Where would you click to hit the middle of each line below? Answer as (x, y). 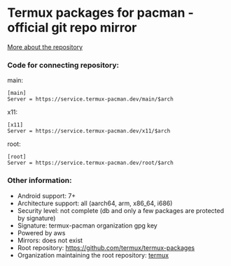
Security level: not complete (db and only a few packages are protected (121, 210)
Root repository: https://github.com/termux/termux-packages (106, 247)
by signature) (36, 218)
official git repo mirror (72, 28)
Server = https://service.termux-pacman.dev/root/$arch (90, 163)
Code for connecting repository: (63, 65)
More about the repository (45, 47)
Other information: (40, 181)
